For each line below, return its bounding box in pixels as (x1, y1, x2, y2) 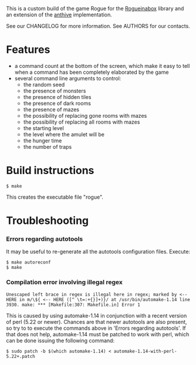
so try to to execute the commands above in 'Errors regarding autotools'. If (6, 325, 186, 332)
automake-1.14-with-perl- (113, 348, 177, 354)
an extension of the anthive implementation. (6, 11, 113, 18)
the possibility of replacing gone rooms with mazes (23, 112, 147, 119)
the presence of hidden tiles (23, 93, 92, 100)
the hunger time (23, 137, 62, 144)
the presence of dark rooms (23, 100, 91, 107)
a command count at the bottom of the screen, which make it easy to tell (14, 62, 190, 69)
